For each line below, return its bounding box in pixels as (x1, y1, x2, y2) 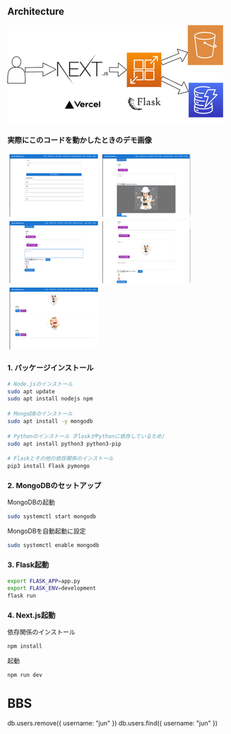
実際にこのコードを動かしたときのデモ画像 (7, 135, 152, 145)
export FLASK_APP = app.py (7, 577, 81, 585)
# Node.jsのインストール (7, 380, 73, 388)
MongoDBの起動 (7, 498, 55, 507)
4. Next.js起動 (7, 611, 56, 621)
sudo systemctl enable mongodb (7, 542, 100, 549)
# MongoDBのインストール (7, 410, 73, 417)
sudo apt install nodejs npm (7, 395, 93, 402)
